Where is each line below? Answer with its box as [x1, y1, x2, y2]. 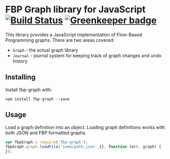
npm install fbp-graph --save [5, 96, 70, 101]
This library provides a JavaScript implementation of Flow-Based [5, 31, 142, 38]
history [12, 58, 28, 64]
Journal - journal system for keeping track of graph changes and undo [12, 52, 162, 59]
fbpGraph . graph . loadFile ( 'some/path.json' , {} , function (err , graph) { [5, 144, 161, 150]
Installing [5, 73, 36, 82]
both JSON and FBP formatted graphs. [5, 130, 87, 136]
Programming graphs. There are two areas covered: [5, 37, 115, 43]
